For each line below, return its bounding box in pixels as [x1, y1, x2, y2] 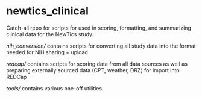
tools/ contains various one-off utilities [6, 84, 103, 92]
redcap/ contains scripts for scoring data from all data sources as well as [6, 60, 188, 67]
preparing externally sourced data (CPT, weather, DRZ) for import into [6, 66, 180, 74]
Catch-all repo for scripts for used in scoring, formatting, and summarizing [6, 24, 192, 31]
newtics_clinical [6, 4, 89, 18]
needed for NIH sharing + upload [6, 48, 89, 55]
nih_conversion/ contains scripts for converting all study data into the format [6, 42, 196, 49]
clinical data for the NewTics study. [6, 30, 94, 37]
